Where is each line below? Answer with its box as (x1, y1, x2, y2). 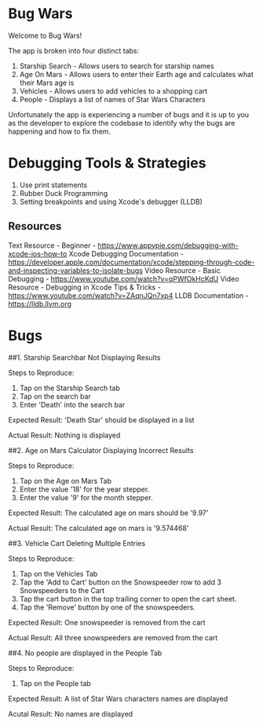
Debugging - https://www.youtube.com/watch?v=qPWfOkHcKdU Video (8, 274, 239, 283)
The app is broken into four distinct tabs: (8, 46, 140, 55)
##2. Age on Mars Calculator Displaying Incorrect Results (8, 445, 194, 455)
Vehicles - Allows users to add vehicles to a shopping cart (19, 86, 208, 95)
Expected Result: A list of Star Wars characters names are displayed (8, 694, 228, 703)
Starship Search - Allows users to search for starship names (19, 61, 214, 71)
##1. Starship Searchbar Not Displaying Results (8, 352, 161, 362)
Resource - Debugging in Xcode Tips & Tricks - (8, 282, 161, 292)
